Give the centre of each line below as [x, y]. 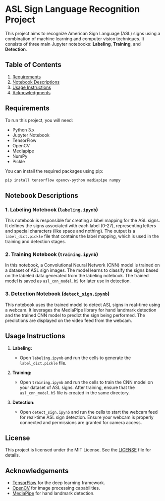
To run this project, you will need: [39, 120]
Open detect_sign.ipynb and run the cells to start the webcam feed [88, 412]
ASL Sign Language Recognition [73, 9]
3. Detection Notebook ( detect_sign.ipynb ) [57, 294]
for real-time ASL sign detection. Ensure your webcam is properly [86, 417]
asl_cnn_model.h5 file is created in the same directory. [75, 392]
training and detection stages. [36, 242]
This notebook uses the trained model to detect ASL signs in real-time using [83, 305]
